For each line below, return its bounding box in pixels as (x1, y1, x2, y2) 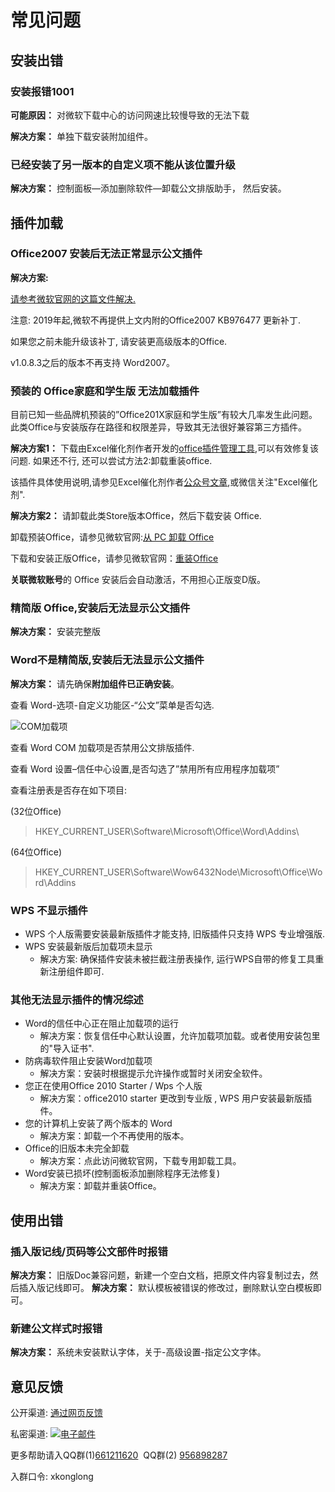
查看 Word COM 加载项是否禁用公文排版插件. (10, 741, 195, 753)
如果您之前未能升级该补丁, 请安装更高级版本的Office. (10, 335, 228, 347)
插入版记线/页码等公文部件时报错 (10, 1244, 168, 1258)
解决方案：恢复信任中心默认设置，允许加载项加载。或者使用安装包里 (39, 1030, 321, 1042)
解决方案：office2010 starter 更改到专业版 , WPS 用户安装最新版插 (39, 1092, 312, 1105)
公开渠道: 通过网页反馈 (10, 1407, 103, 1419)
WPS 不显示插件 (10, 903, 88, 917)
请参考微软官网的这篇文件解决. (10, 292, 137, 305)
